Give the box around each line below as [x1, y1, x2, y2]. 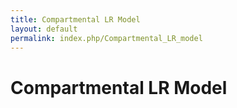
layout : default [10, 24, 78, 34]
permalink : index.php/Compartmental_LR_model [10, 33, 203, 43]
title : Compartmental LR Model [10, 14, 141, 25]
